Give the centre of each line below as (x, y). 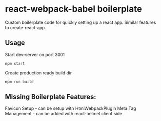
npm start (15, 63)
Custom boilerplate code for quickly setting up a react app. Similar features (80, 22)
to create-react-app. (26, 27)
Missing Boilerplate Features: (50, 96)
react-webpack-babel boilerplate (74, 9)
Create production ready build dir (39, 73)
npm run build (20, 82)
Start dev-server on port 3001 (35, 54)
